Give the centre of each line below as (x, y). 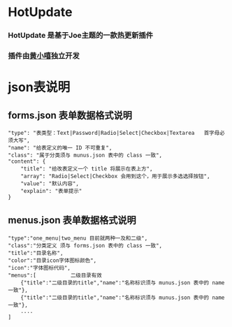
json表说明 (39, 87)
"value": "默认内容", (50, 184)
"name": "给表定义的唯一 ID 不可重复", (60, 148)
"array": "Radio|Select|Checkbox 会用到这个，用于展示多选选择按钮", (115, 176)
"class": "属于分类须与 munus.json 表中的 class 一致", (85, 155)
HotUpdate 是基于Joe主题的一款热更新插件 (80, 36)
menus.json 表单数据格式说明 (72, 220)
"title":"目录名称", (36, 253)
